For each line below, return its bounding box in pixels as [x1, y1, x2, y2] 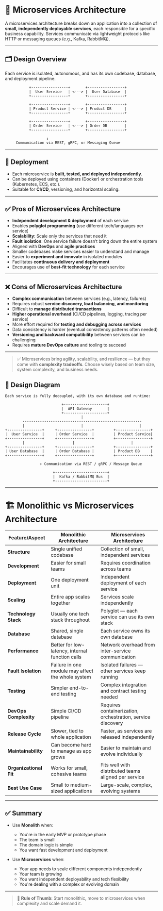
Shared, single [50, 627, 83, 634]
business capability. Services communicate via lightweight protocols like [5, 31, 150, 36]
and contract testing [100, 687, 147, 694]
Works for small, [50, 764, 88, 771]
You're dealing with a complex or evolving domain [19, 881, 119, 887]
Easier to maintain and [100, 745, 151, 751]
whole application [50, 733, 91, 740]
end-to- [69, 684, 89, 691]
